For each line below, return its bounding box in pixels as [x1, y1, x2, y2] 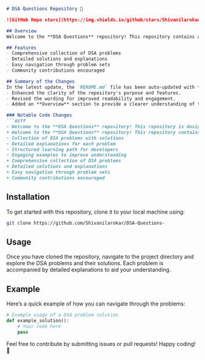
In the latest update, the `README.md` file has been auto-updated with [6, 84, 195, 90]
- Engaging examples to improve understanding [6, 152, 127, 159]
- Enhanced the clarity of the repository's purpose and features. [6, 89, 182, 96]
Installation [6, 192, 50, 202]
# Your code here [17, 323, 62, 329]
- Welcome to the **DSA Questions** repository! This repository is [6, 124, 184, 130]
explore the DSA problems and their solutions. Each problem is [6, 260, 164, 267]
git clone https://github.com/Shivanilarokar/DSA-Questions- [6, 220, 165, 226]
